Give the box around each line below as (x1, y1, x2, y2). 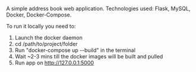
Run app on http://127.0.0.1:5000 (14, 59, 94, 66)
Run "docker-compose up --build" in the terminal (14, 47, 136, 54)
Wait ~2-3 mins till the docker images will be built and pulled (14, 53, 163, 60)
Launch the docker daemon (14, 34, 83, 41)
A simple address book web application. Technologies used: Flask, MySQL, (6, 5, 191, 12)
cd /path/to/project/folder (14, 41, 78, 47)
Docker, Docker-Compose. (6, 11, 72, 18)
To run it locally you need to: (6, 23, 76, 30)
